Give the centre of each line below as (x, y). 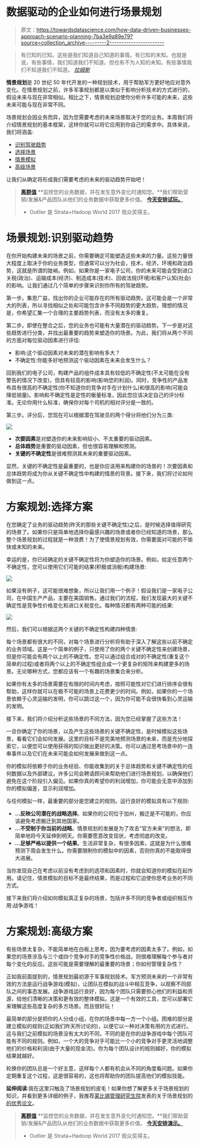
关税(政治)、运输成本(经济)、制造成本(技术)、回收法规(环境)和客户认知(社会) (99, 278)
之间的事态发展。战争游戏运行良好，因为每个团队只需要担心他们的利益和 (99, 991)
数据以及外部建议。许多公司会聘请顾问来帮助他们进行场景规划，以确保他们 (102, 773)
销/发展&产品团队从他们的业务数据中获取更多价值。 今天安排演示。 (102, 1123)
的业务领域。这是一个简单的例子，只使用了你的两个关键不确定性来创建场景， (99, 649)
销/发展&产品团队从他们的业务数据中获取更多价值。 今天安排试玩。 (102, 199)
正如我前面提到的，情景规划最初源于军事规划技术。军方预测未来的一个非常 (97, 976)
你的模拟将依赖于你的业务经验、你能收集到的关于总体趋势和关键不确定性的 (97, 766)
